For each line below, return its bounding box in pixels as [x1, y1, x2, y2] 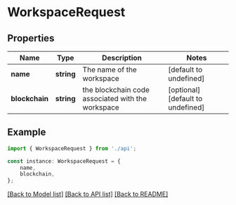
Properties [7, 32, 55, 44]
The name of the [82, 65, 137, 74]
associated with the [82, 94, 147, 103]
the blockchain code [82, 85, 150, 95]
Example [7, 126, 46, 138]
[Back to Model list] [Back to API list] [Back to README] [7, 190, 169, 199]
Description [101, 53, 143, 62]
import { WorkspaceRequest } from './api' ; [7, 145, 137, 152]
